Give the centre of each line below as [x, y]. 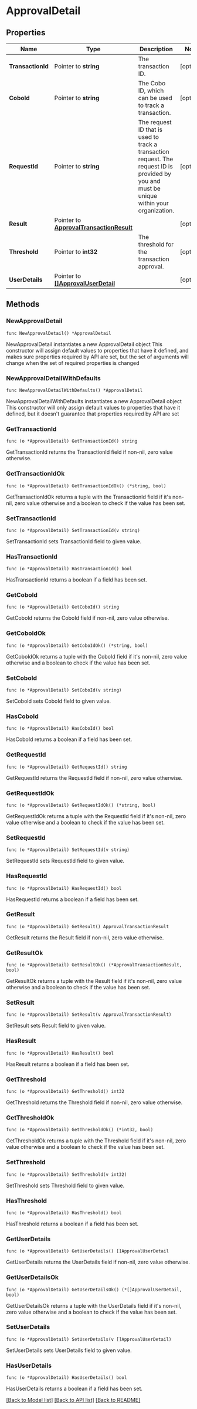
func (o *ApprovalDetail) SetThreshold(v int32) [67, 1174]
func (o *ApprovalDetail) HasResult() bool [60, 1053]
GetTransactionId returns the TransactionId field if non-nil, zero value [89, 452]
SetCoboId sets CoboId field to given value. [59, 701]
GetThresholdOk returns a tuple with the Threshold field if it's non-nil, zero [96, 1141]
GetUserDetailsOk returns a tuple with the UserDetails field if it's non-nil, [94, 1305]
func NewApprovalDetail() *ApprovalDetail [59, 333]
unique [147, 196]
